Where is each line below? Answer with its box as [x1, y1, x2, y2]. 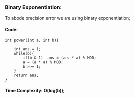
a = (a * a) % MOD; [23, 59, 64, 65]
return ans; [14, 73, 39, 78]
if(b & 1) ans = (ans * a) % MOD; [23, 55, 97, 60]
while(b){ [14, 51, 35, 56]
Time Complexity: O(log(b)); [5, 88, 65, 94]
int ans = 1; [14, 46, 41, 51]
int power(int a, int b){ [5, 38, 59, 43]
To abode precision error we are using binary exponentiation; [5, 15, 131, 21]
